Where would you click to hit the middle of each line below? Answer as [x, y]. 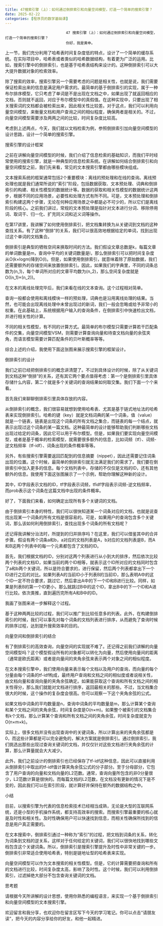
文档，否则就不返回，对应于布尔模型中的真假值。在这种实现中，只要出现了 [79, 100]
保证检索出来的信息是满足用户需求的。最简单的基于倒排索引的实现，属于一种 [81, 88]
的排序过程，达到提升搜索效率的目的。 [43, 626]
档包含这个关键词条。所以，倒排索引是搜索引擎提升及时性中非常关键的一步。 [81, 847]
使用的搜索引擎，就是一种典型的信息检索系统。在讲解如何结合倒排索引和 [81, 161]
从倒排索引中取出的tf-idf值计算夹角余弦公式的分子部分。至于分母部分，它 [78, 767]
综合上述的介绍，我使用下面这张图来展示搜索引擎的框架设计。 [67, 349]
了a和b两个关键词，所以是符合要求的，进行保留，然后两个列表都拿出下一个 [80, 568]
